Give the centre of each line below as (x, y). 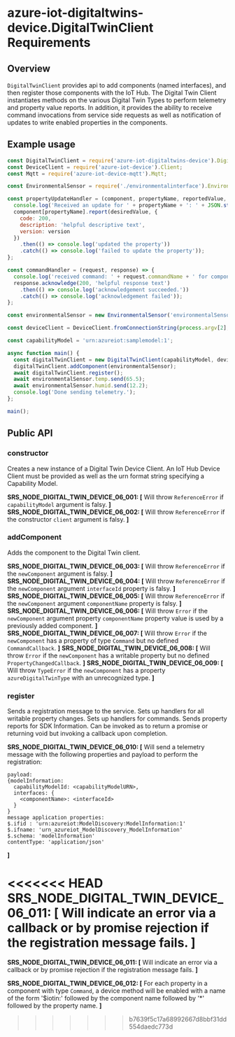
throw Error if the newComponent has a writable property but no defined (108, 655)
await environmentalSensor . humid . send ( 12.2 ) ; (81, 386)
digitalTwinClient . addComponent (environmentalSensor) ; (95, 366)
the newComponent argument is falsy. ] (60, 573)
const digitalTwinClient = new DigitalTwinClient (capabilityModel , (114, 360)
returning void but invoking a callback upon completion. (87, 734)
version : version (45, 231)
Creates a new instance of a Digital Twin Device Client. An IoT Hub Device (114, 468)
